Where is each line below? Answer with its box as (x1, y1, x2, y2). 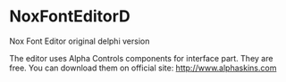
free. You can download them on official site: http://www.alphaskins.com (9, 62, 277, 73)
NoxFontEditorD (9, 6, 131, 27)
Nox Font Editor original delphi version (9, 36, 150, 46)
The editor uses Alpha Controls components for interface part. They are (9, 53, 273, 63)
